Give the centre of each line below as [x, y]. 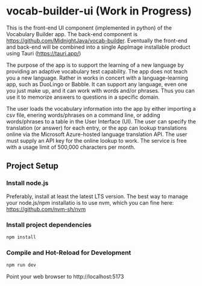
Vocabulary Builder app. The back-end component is [72, 34]
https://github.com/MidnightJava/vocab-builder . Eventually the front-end [97, 40]
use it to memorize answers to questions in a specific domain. [83, 97]
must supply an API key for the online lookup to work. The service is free [96, 140]
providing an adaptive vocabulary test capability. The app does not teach [97, 71]
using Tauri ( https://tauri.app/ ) [44, 53]
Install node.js [27, 183]
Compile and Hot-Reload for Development [69, 252]
